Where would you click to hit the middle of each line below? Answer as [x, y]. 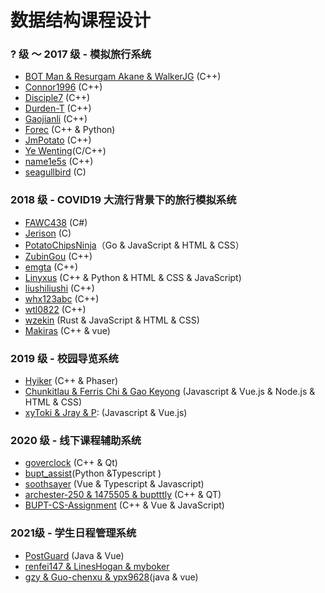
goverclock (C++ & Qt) [71, 463]
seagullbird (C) [55, 172]
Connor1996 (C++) [63, 87]
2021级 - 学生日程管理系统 [73, 533]
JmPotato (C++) [58, 140]
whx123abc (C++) [62, 298]
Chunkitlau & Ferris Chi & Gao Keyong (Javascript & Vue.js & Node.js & [170, 392]
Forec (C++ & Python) [70, 130]
